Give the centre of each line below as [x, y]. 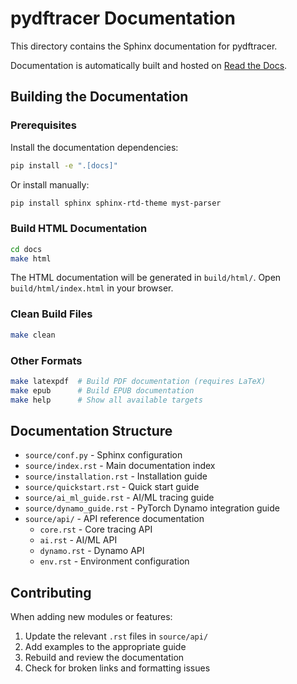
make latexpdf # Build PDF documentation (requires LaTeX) [138, 381]
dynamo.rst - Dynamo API [92, 551]
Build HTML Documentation [79, 229]
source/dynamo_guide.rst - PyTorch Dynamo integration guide [152, 508]
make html [31, 258]
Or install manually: [50, 184]
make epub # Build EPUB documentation [102, 390]
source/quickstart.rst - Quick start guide [112, 487]
